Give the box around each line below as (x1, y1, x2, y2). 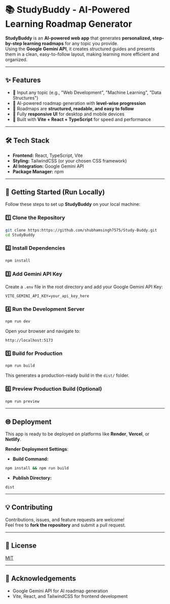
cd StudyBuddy (5, 232, 35, 237)
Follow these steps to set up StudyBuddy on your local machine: (5, 201, 141, 208)
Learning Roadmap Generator (5, 18, 133, 30)
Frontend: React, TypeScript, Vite (12, 152, 83, 158)
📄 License (5, 541, 37, 550)
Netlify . (5, 436, 21, 442)
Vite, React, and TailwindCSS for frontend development (12, 593, 128, 599)
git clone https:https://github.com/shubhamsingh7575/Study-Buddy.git (5, 227, 157, 233)
